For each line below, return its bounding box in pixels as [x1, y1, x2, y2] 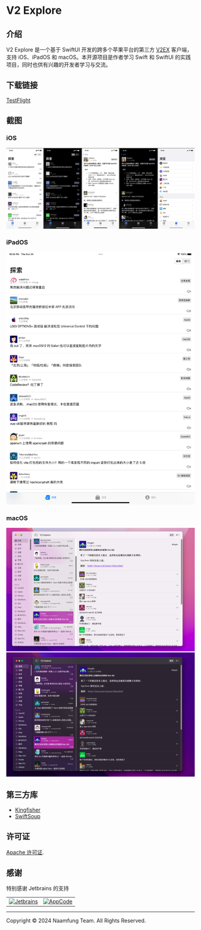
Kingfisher [14, 806, 41, 814]
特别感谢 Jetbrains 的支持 [6, 885, 69, 892]
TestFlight [6, 97, 31, 104]
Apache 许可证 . [6, 848, 44, 856]
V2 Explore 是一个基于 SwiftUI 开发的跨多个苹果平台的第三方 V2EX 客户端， [6, 46, 193, 53]
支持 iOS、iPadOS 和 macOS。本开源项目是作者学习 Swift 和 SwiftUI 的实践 [6, 53, 191, 61]
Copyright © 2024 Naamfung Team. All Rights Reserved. [6, 917, 147, 924]
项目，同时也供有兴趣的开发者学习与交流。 [6, 61, 111, 68]
